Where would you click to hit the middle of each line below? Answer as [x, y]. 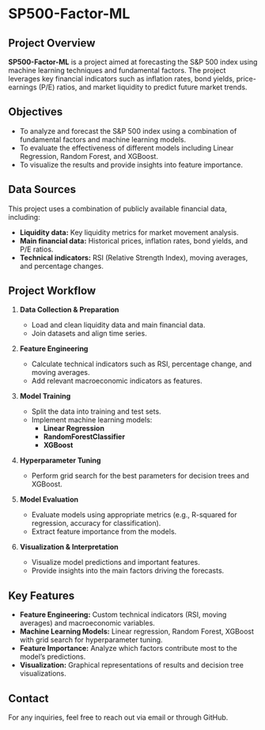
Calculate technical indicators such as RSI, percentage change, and [142, 364]
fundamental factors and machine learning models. [103, 139]
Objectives [36, 112]
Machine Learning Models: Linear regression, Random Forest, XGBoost [137, 632]
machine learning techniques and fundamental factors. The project [117, 70]
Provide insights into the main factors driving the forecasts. [128, 571]
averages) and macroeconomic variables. [87, 623]
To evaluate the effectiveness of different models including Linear [127, 148]
